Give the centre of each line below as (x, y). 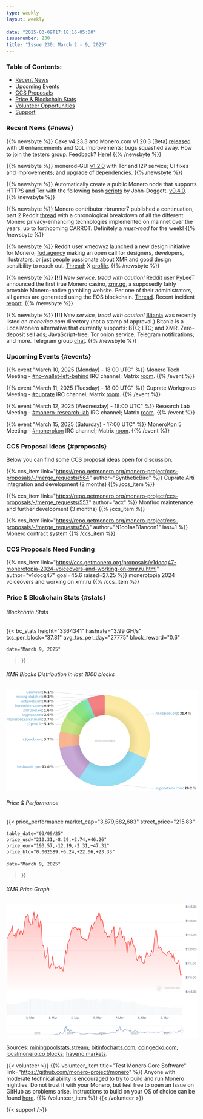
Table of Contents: (34, 67)
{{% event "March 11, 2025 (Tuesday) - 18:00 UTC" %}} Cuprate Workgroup (101, 388)
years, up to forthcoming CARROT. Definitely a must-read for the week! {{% (101, 228)
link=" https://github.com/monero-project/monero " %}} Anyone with (91, 1072)
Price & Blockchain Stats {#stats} (56, 598)
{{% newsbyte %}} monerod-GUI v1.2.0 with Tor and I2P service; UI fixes (98, 166)
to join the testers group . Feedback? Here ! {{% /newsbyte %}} (84, 154)
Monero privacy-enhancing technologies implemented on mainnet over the (100, 221)
